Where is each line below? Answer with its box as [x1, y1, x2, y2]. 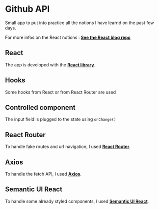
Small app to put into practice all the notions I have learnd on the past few [5, 20, 154, 26]
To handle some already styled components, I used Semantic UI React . [5, 198, 149, 204]
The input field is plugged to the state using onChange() [5, 117, 116, 122]
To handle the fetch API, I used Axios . [5, 171, 82, 177]
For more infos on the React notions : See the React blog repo [5, 34, 131, 40]
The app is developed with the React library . [5, 61, 96, 67]
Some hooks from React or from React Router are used [5, 89, 116, 95]
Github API [5, 3, 50, 15]
